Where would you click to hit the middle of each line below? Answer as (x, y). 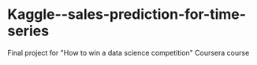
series (28, 31)
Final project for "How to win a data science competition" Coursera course (128, 52)
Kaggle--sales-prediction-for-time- (127, 14)
